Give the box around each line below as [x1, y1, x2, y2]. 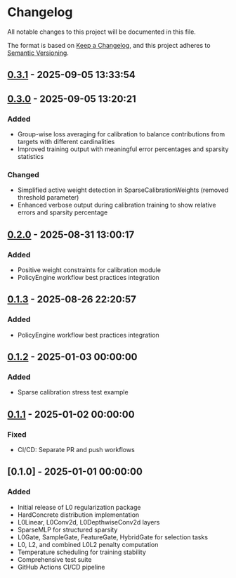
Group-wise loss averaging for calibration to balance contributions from [17, 130, 225, 139]
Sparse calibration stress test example [17, 388, 129, 397]
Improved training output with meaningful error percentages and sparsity [17, 145, 229, 153]
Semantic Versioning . [7, 49, 69, 57]
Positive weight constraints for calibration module [17, 266, 162, 274]
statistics [17, 153, 44, 161]
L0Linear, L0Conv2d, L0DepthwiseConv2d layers [17, 518, 160, 526]
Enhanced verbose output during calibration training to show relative [17, 201, 216, 210]
